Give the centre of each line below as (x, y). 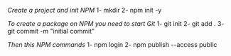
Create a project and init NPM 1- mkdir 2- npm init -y (85, 10)
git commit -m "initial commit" (51, 31)
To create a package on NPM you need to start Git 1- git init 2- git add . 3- (116, 23)
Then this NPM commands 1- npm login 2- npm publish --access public (112, 44)
